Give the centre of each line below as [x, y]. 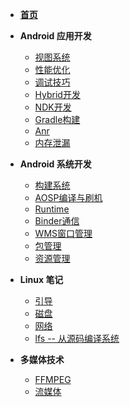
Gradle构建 [57, 119]
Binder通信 [57, 221]
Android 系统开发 [55, 164]
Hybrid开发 [57, 94]
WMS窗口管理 [63, 233]
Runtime [52, 209]
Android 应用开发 [55, 36]
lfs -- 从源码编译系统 [77, 338]
